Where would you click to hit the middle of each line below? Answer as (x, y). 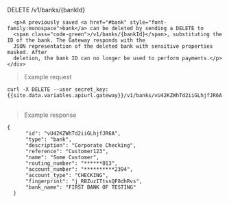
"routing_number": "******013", (71, 163)
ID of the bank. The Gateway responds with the (76, 40)
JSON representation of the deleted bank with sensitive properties (113, 46)
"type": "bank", (48, 139)
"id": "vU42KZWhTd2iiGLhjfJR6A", (73, 133)
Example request (48, 77)
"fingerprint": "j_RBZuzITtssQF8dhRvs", (84, 181)
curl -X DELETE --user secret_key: (58, 90)
